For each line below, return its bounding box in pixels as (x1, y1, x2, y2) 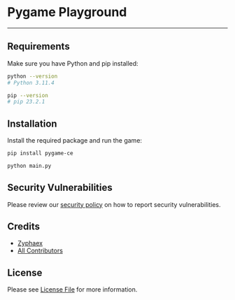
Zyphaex (17, 239, 43, 248)
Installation (7, 117, 57, 129)
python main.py (7, 162, 52, 169)
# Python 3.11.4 (7, 79, 55, 86)
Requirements (7, 41, 70, 52)
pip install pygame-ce (7, 150, 73, 157)
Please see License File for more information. (7, 285, 138, 294)
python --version (7, 73, 58, 80)
